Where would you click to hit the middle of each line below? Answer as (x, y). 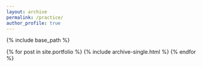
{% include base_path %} (38, 40)
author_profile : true (34, 23)
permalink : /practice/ (35, 18)
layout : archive (27, 12)
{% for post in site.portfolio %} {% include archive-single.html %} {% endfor (101, 52)
